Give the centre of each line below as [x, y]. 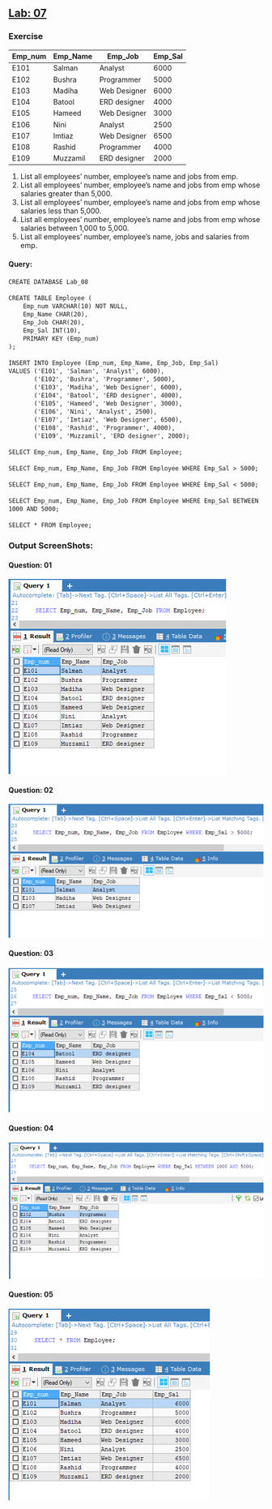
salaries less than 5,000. [61, 211]
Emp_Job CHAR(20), [54, 323]
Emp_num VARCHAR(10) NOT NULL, [76, 307]
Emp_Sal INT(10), [52, 331]
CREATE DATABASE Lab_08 [49, 282]
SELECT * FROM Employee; [50, 525]
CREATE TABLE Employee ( [50, 298]
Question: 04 [31, 1128]
